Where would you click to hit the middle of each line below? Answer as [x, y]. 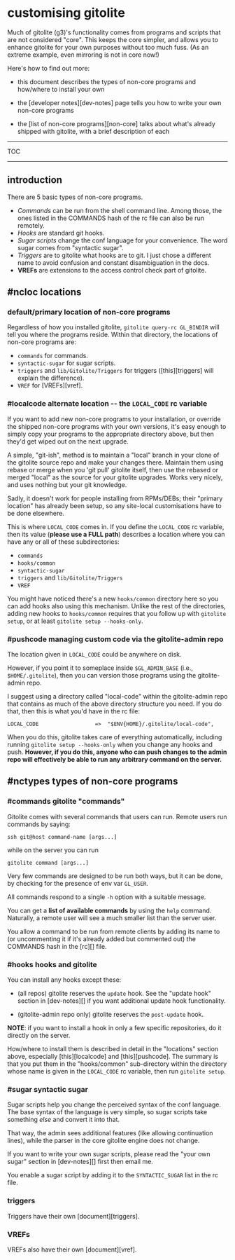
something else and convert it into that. [64, 1120]
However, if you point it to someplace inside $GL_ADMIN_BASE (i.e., [100, 668]
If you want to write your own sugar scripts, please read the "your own [109, 1154]
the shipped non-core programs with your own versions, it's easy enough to [117, 426]
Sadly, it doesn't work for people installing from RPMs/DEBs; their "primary [115, 498]
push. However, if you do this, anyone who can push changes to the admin [117, 752]
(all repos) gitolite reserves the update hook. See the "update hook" [114, 994]
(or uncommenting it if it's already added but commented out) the [101, 939]
